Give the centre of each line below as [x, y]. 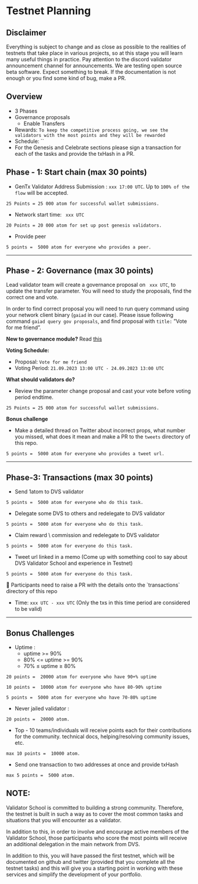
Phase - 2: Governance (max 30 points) [80, 271]
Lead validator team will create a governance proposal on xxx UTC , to [91, 285]
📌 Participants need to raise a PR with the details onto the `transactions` [93, 585]
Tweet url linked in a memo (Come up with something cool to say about [101, 557]
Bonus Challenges [40, 633]
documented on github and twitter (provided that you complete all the [90, 862]
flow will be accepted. [42, 192]
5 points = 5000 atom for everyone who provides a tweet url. [85, 454]
